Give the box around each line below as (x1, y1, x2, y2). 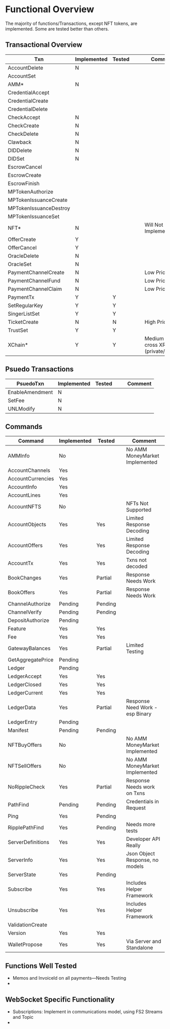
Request (126, 804, 146, 811)
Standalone (126, 944, 153, 951)
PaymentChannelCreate (8, 268, 65, 276)
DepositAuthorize (8, 617, 50, 624)
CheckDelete (8, 130, 39, 137)
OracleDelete (8, 252, 39, 259)
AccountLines (8, 492, 41, 499)
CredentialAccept (8, 89, 50, 96)
